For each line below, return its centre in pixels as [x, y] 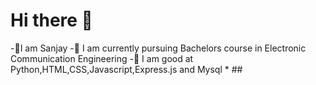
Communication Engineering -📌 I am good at [102, 58]
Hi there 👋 [51, 20]
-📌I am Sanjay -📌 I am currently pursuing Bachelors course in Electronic [158, 48]
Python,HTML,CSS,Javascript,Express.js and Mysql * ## [126, 69]
